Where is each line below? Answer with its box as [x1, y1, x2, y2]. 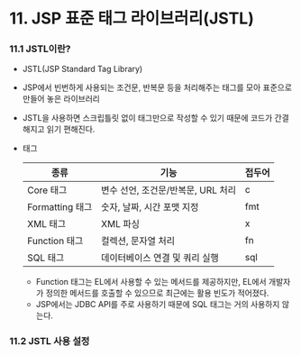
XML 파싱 [100, 218, 140, 231]
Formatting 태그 [26, 201, 93, 214]
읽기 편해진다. [46, 123, 96, 135]
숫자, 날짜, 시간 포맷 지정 [100, 201, 199, 214]
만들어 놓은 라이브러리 [22, 94, 101, 105]
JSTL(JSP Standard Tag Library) [22, 64, 143, 75]
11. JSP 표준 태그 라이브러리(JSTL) [9, 8, 254, 29]
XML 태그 [26, 218, 66, 231]
